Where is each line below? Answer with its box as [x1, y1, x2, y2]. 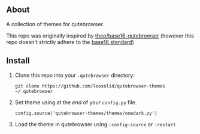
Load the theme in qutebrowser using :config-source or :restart [14, 120, 176, 127]
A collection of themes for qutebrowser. [6, 20, 104, 27]
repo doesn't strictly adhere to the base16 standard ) [6, 38, 135, 45]
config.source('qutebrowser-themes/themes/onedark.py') [14, 110, 157, 116]
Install [6, 56, 30, 66]
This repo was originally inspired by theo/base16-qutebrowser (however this [6, 32, 195, 39]
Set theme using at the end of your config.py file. [14, 98, 137, 106]
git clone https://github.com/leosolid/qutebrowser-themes [14, 83, 166, 89]
